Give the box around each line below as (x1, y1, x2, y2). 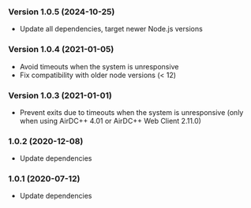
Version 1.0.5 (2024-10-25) (8, 6, 115, 17)
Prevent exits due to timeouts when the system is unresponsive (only (19, 107, 244, 117)
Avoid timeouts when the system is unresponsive (19, 61, 179, 71)
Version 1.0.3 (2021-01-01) (8, 90, 112, 101)
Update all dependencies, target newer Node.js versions (19, 24, 203, 34)
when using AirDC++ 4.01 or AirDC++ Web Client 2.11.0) (19, 116, 201, 125)
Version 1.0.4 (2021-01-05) (8, 44, 114, 55)
